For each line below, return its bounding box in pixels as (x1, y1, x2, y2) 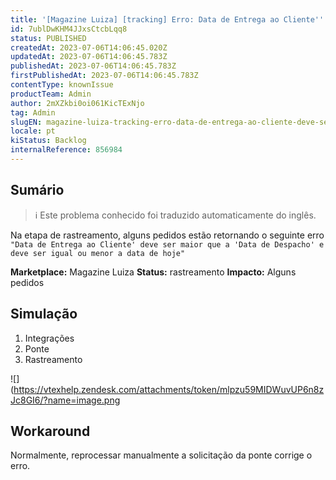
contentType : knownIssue (10, 80, 114, 90)
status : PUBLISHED (10, 33, 87, 43)
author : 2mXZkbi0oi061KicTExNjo (10, 98, 145, 108)
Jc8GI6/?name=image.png (10, 394, 121, 406)
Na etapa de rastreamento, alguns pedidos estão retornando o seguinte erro (10, 229, 325, 241)
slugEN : (10, 117, 43, 127)
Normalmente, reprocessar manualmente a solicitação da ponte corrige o (10, 449, 313, 461)
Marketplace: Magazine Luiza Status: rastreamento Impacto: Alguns (10, 266, 297, 278)
